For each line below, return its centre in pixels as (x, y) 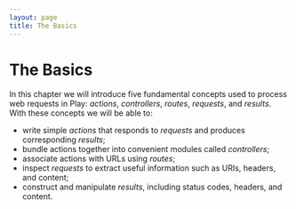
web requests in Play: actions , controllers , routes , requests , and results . (140, 104)
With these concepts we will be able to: (81, 113)
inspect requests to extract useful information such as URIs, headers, (149, 168)
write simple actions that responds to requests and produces (134, 131)
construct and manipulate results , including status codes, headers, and (152, 187)
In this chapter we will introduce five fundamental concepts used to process (148, 94)
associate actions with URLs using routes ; (99, 159)
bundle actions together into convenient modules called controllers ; (146, 149)
